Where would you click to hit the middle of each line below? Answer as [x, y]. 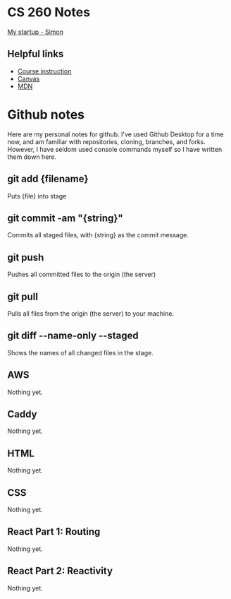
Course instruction [44, 71]
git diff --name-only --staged [73, 336]
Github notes [46, 114]
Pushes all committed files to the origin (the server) [82, 274]
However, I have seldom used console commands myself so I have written [115, 149]
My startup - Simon [35, 32]
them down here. [32, 157]
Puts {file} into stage [37, 196]
